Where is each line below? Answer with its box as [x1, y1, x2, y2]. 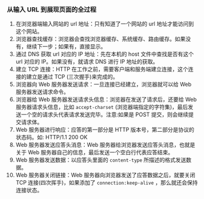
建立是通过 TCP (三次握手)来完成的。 [26, 73, 119, 80]
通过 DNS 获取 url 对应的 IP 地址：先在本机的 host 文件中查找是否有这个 [15, 50, 194, 58]
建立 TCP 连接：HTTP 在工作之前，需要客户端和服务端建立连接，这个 [15, 65, 188, 73]
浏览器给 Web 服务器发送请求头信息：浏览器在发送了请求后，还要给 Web [15, 96, 197, 103]
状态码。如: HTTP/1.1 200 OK [15, 134, 88, 141]
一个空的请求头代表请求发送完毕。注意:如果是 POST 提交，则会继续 [21, 111, 189, 119]
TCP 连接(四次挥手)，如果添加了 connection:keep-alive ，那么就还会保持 [15, 179, 198, 186]
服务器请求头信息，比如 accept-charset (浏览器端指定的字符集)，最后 [15, 103, 188, 111]
